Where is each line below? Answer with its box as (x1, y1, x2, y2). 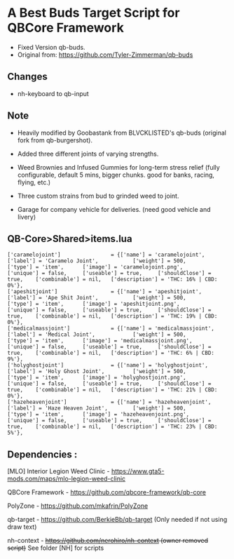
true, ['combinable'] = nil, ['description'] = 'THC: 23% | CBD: (7, 423, 218, 431)
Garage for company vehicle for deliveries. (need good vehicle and (17, 205, 211, 213)
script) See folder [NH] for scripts (7, 544, 104, 552)
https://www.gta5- (111, 467, 165, 476)
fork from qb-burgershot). (17, 135, 93, 144)
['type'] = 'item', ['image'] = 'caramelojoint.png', (7, 264, 184, 271)
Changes (7, 71, 48, 83)
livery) (17, 213, 36, 221)
